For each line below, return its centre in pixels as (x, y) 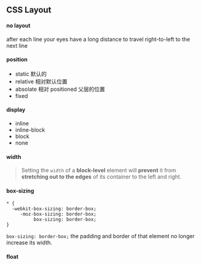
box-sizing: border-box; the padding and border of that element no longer (100, 236)
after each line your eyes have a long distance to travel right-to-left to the (98, 39)
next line (17, 46)
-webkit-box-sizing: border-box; (54, 209)
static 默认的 (31, 74)
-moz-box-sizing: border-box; (58, 214)
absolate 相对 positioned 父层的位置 (60, 89)
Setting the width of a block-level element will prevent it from (99, 171)
